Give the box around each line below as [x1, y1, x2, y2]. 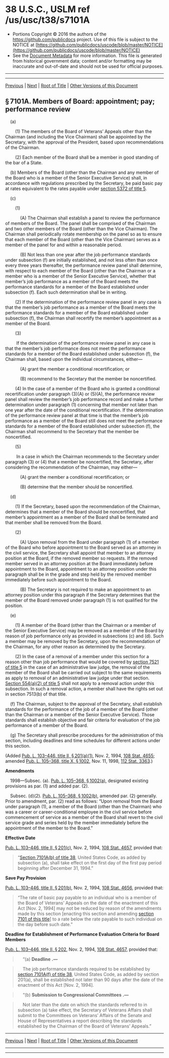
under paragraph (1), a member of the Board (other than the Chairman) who [5, 803, 162, 809]
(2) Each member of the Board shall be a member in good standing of [15, 154, 159, 160]
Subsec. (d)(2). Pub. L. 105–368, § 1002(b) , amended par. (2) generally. [10, 793, 157, 799]
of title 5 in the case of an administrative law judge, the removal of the [5, 664, 150, 670]
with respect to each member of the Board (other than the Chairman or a [5, 267, 156, 273]
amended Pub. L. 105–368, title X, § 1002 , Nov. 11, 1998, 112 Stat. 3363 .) [5, 758, 153, 764]
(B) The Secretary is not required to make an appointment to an [20, 586, 151, 592]
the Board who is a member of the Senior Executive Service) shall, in [5, 174, 147, 180]
